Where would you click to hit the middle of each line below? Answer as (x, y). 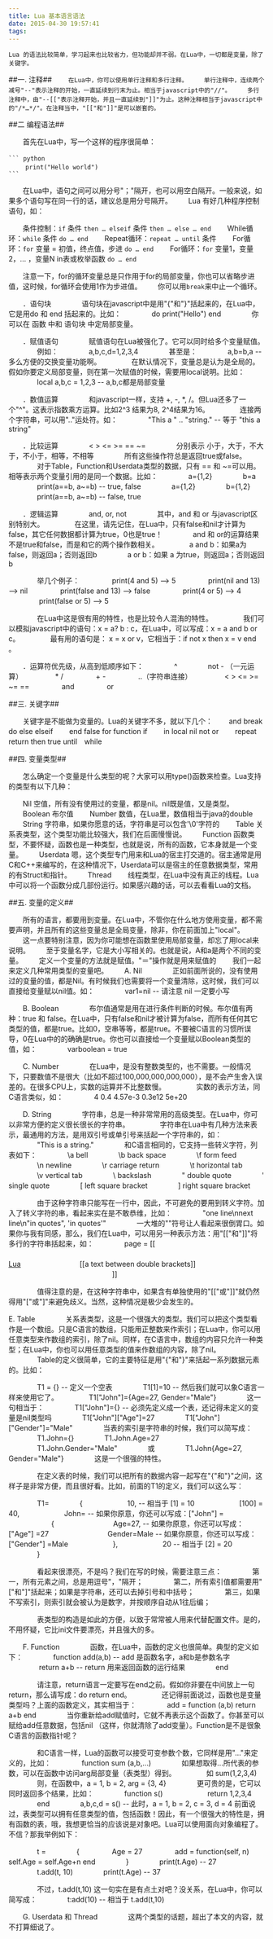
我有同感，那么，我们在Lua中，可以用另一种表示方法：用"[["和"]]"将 (144, 1233)
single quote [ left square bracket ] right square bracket (129, 1185)
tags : (17, 31)
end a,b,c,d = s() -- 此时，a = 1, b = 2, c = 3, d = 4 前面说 (146, 1804)
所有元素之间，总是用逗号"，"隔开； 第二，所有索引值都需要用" (142, 1582)
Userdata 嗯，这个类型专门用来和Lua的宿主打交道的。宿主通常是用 (150, 855)
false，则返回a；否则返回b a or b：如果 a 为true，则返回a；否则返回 (136, 555)
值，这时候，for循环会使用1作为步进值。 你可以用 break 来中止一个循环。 (135, 287)
